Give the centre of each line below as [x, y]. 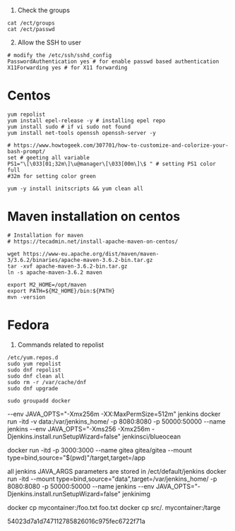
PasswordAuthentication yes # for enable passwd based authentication [113, 61]
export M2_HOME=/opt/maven [47, 285]
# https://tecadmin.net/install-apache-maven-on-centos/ [93, 241]
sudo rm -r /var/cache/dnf [47, 382]
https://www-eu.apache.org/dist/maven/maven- [91, 253]
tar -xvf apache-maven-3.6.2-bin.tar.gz [68, 266]
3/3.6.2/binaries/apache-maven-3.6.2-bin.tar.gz [80, 260]
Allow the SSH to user [49, 42]
